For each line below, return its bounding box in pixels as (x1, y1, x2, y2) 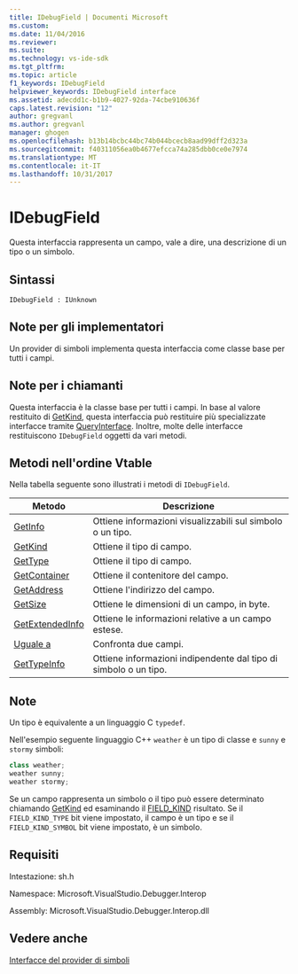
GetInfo (13, 520, 45, 533)
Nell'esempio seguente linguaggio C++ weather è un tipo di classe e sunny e (9, 735, 286, 745)
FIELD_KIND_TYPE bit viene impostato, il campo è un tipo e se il (9, 812, 234, 822)
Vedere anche (9, 931, 89, 947)
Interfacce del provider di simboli (9, 955, 130, 965)
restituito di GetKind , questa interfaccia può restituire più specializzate (9, 411, 266, 422)
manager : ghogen (9, 129, 69, 137)
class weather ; (9, 761, 66, 770)
